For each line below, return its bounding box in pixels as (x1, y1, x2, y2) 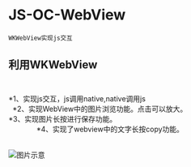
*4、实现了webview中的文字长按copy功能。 (36, 124, 185, 134)
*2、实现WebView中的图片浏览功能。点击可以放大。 (11, 104, 188, 113)
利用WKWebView (8, 58, 98, 72)
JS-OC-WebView (8, 6, 126, 24)
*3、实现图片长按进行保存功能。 (8, 113, 117, 123)
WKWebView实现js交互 (8, 34, 73, 42)
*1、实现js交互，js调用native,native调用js (8, 93, 146, 103)
